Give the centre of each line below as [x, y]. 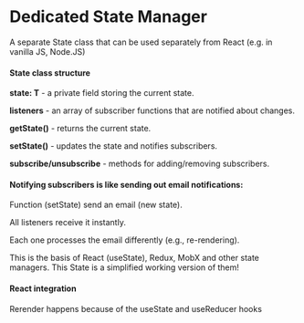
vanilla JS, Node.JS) [47, 51]
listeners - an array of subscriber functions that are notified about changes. [152, 110]
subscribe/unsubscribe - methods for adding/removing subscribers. [140, 164]
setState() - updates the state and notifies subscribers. [113, 146]
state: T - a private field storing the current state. [102, 93]
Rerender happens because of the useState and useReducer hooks [136, 308]
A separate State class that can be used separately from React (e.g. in [141, 42]
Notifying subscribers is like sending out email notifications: [126, 184]
